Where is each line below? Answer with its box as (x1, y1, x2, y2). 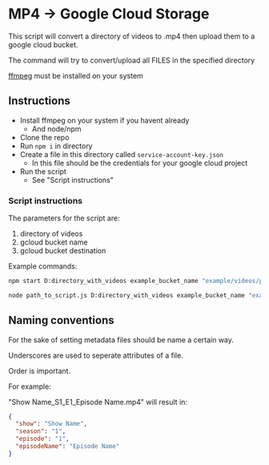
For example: (8, 382, 52, 391)
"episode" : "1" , (15, 435, 70, 443)
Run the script (19, 166, 66, 176)
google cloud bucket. (8, 39, 78, 49)
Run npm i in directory (19, 141, 93, 151)
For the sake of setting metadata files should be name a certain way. (8, 334, 235, 345)
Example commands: (8, 261, 78, 271)
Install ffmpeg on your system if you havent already (19, 115, 190, 125)
